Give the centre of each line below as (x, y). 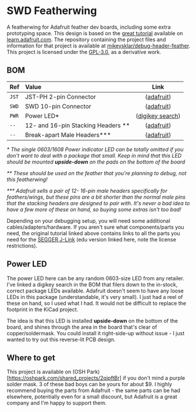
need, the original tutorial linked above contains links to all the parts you (94, 233)
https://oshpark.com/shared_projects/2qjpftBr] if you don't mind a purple (97, 378)
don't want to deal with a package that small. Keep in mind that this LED (94, 155)
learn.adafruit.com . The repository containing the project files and (86, 39)
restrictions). (22, 246)
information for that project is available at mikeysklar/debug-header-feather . (99, 46)
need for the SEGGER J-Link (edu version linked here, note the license (92, 239)
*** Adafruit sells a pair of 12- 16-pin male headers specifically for (87, 190)
